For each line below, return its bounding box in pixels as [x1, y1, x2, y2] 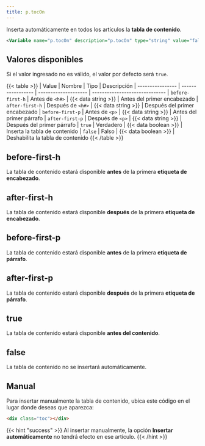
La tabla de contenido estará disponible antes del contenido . [6, 329, 160, 337]
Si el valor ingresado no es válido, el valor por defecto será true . [6, 71, 168, 78]
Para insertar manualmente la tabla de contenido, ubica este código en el [6, 397, 190, 405]
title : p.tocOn [6, 9, 45, 15]
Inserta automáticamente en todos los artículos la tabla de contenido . [6, 26, 182, 33]
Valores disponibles [6, 54, 84, 65]
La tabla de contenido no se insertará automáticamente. [6, 364, 147, 371]
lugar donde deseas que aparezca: [6, 404, 94, 411]
